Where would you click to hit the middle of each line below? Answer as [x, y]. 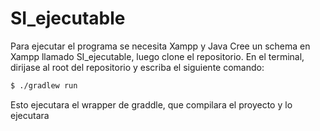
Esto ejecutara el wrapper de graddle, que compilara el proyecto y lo [151, 104]
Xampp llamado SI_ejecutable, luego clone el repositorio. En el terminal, [157, 56]
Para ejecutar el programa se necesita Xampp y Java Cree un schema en [160, 46]
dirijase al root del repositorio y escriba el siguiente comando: [137, 67]
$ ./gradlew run [44, 85]
